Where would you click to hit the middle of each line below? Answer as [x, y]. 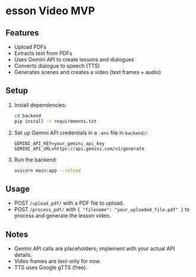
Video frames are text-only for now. [57, 261]
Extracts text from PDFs [43, 53]
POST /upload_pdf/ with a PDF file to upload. [69, 203]
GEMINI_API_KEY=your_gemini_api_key [59, 143]
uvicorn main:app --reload [47, 170]
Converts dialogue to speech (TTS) [57, 66]
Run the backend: [36, 160]
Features [22, 33]
